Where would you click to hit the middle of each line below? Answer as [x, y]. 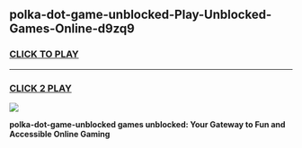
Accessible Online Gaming [60, 134]
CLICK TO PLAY [44, 55]
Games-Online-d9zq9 [72, 29]
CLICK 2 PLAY [40, 88]
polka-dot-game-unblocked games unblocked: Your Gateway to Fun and [147, 124]
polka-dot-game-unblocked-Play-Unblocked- [141, 15]
